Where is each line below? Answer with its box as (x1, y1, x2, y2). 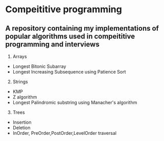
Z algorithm (12, 94, 37, 100)
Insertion (12, 119, 32, 125)
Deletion (12, 125, 31, 131)
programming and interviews (5, 40, 100, 49)
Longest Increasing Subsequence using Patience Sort (12, 69, 126, 75)
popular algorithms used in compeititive (5, 32, 135, 40)
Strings (12, 79, 28, 85)
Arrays (12, 54, 27, 59)
